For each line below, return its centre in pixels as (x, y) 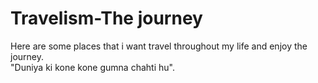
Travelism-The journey (106, 18)
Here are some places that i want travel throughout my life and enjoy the (159, 46)
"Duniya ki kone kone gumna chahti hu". (92, 67)
